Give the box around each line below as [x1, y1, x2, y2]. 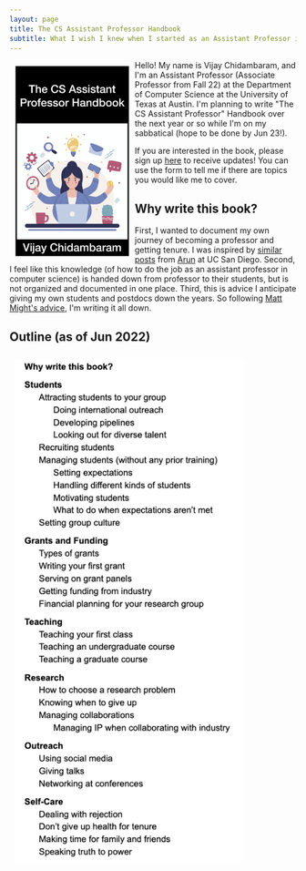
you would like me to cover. [135, 174, 238, 186]
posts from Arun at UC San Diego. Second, [135, 254, 296, 265]
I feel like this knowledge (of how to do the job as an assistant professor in [9, 264, 289, 275]
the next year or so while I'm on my [135, 118, 267, 129]
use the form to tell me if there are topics [135, 165, 288, 176]
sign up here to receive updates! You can [135, 155, 289, 166]
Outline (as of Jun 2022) [9, 329, 151, 344]
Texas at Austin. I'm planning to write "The [135, 98, 294, 109]
